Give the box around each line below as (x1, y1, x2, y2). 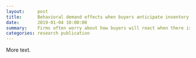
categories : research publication (6, 30, 90, 36)
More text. (6, 46, 31, 53)
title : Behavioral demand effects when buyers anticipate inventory (6, 14, 190, 20)
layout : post (6, 8, 48, 15)
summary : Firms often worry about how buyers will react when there (6, 25, 184, 31)
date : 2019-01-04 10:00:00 (6, 19, 87, 25)
